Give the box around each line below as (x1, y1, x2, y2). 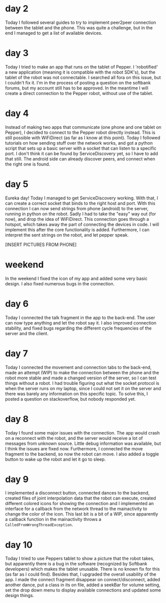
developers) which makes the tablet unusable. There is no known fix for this (5, 566, 160, 572)
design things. (5, 593, 34, 599)
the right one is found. (5, 161, 51, 167)
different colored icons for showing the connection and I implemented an (5, 501, 154, 507)
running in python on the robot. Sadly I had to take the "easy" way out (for (5, 211, 156, 217)
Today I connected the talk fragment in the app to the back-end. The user (5, 314, 155, 321)
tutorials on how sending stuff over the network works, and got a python (5, 140, 153, 146)
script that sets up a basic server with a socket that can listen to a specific (5, 145, 157, 151)
